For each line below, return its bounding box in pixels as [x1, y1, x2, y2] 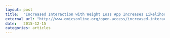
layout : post [5, 7, 33, 12]
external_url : [5, 16, 35, 21]
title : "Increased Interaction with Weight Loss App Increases [5, 12, 144, 17]
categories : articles [5, 26, 51, 31]
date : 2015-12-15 [5, 21, 47, 26]
